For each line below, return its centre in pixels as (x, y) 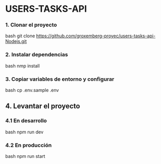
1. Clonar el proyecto (31, 25)
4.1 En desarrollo (26, 121)
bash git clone (20, 36)
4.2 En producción (29, 145)
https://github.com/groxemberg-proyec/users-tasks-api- (96, 36)
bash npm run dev (24, 132)
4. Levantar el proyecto (43, 106)
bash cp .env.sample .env (32, 90)
